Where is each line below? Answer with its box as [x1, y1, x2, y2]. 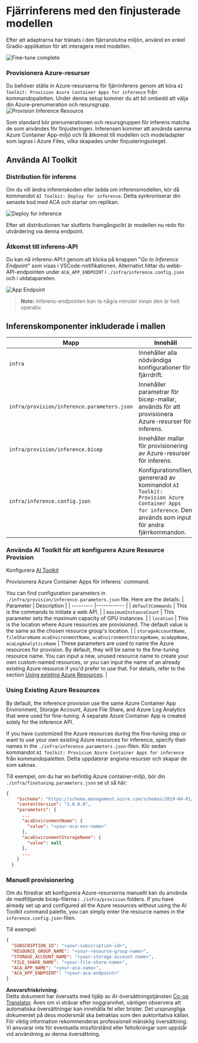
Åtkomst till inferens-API [6, 242, 78, 251]
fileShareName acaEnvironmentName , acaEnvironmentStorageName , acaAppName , [6, 634, 190, 641]
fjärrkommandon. [138, 528, 187, 536]
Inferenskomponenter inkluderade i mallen [6, 321, 166, 331]
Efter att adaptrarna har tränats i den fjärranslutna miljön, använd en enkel [6, 36, 186, 43]
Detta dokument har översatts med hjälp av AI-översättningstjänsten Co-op [6, 993, 189, 1000]
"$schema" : [16, 796, 44, 802]
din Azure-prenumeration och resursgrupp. [6, 101, 111, 108]
